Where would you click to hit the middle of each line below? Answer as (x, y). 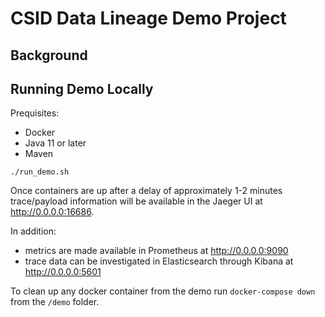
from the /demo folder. (55, 302)
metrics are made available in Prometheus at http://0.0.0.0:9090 (156, 251)
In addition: (33, 231)
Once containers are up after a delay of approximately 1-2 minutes (146, 191)
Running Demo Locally (82, 88)
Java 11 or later (55, 143)
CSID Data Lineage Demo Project (148, 18)
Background (49, 55)
